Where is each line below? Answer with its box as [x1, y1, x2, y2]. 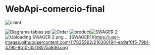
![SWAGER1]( [68, 34, 95, 40]
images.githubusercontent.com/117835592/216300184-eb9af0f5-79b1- [5, 39, 151, 45]
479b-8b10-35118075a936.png [5, 44, 68, 50]
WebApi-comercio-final [5, 3, 105, 15]
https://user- [94, 34, 120, 40]
